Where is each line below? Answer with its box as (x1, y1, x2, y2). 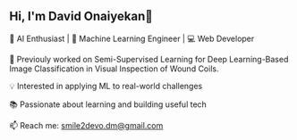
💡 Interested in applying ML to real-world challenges (9, 80, 203, 91)
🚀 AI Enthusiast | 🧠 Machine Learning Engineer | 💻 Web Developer (9, 33, 255, 44)
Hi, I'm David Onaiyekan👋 (9, 9, 154, 24)
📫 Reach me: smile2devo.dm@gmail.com (9, 119, 164, 130)
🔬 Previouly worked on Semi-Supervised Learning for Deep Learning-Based (9, 54, 289, 64)
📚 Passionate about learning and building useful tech (9, 99, 208, 110)
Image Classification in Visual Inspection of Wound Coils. (9, 63, 219, 74)
